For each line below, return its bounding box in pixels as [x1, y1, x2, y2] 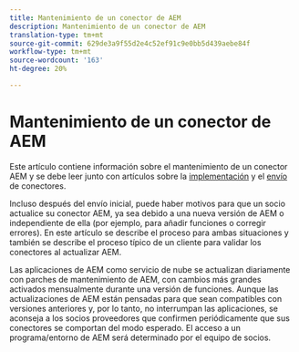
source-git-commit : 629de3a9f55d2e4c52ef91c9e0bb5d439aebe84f [9, 38, 251, 48]
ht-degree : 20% [9, 65, 67, 74]
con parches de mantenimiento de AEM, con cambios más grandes [9, 274, 262, 285]
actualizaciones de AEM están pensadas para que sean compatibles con [9, 293, 283, 304]
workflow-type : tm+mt [9, 47, 92, 57]
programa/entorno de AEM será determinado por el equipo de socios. [9, 332, 272, 343]
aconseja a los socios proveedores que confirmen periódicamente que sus [9, 312, 290, 324]
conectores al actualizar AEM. [9, 246, 122, 257]
